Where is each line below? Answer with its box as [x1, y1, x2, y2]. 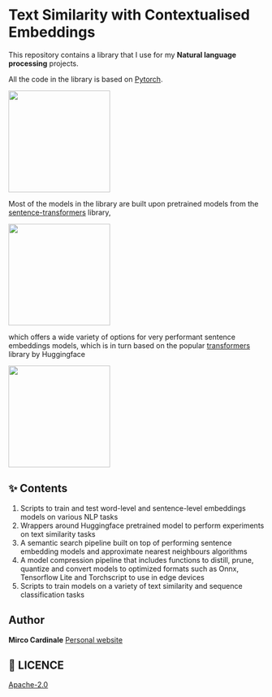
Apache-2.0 [8, 680, 49, 690]
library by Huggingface [8, 349, 85, 359]
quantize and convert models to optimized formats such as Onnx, [19, 564, 240, 573]
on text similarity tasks [19, 529, 96, 538]
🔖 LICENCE [8, 658, 65, 672]
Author [8, 613, 45, 627]
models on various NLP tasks [19, 512, 119, 521]
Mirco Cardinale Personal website [8, 634, 123, 644]
